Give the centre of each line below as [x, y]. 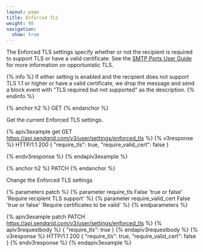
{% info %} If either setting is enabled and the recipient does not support [98, 77]
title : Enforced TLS [33, 18]
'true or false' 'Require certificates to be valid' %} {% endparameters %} [97, 205]
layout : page [23, 12]
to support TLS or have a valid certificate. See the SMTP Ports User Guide [99, 59]
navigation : [21, 29]
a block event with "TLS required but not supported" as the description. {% [100, 90]
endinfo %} [20, 96]
